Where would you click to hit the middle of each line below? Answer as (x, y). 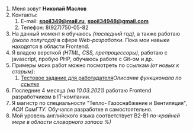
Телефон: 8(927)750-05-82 (54, 27)
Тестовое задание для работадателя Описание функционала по (101, 78)
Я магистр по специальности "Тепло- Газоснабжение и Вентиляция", (99, 103)
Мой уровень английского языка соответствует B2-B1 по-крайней (96, 116)
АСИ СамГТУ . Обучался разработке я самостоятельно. (82, 109)
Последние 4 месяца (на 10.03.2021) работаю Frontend (81, 90)
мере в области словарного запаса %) (61, 122)
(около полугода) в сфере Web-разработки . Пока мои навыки (91, 40)
